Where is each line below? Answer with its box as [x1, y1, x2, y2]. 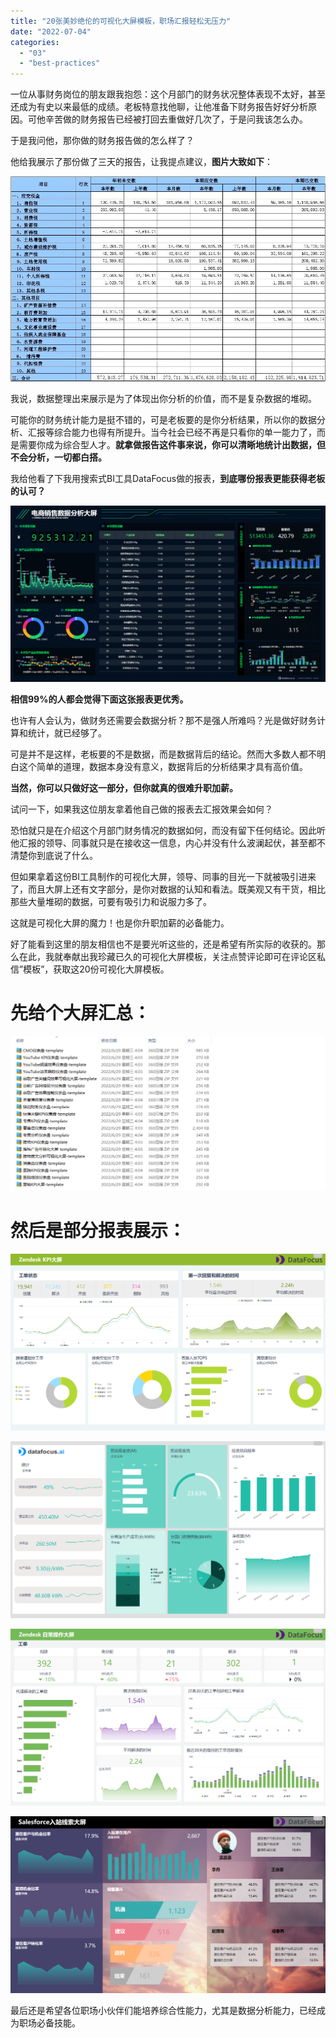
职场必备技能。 [18, 2016, 81, 2029]
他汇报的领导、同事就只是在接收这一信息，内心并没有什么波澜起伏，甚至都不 [10, 837, 326, 849]
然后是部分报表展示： [10, 1219, 187, 1242]
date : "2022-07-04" [10, 26, 92, 37]
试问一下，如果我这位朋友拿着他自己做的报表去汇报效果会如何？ [10, 803, 273, 815]
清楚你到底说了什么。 [10, 850, 98, 862]
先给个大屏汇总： [10, 1002, 152, 1025]
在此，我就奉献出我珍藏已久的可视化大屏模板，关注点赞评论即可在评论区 [18, 951, 317, 963]
